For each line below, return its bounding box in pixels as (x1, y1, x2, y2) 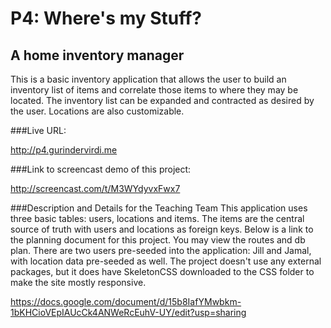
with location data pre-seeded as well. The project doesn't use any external (10, 255, 322, 267)
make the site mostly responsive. (10, 277, 147, 288)
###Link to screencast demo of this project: (10, 163, 192, 175)
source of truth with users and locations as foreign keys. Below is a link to (10, 223, 314, 235)
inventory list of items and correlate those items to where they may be (10, 84, 299, 96)
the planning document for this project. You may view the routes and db (10, 234, 306, 246)
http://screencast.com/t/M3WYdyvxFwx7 (10, 183, 181, 194)
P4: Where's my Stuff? (10, 7, 203, 30)
